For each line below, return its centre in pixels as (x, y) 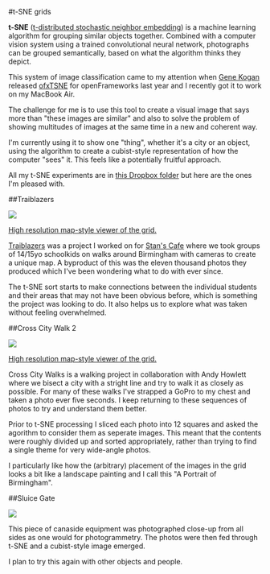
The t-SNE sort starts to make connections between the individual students (133, 287)
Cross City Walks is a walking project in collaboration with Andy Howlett (127, 374)
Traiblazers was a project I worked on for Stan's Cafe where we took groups (134, 246)
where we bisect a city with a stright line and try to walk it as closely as (126, 383)
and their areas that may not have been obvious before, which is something (133, 295)
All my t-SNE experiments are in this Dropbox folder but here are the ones (130, 175)
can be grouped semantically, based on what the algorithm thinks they (125, 53)
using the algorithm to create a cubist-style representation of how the (123, 151)
